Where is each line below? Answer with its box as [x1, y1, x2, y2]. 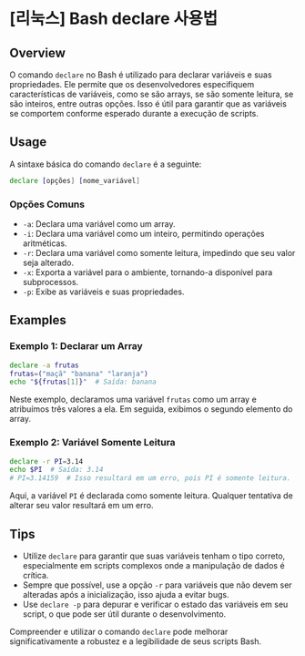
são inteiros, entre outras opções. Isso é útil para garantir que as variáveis [9, 98, 287, 109]
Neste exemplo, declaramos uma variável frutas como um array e [9, 394, 257, 405]
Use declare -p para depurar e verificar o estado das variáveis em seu [22, 599, 289, 610]
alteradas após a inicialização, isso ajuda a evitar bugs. [22, 589, 229, 600]
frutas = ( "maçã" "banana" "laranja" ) [9, 369, 148, 378]
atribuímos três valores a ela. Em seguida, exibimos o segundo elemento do [9, 404, 293, 415]
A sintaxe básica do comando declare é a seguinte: [9, 159, 202, 169]
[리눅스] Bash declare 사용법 [9, 8, 219, 29]
